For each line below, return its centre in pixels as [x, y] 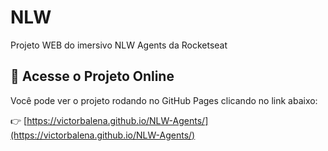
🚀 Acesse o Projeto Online [92, 76]
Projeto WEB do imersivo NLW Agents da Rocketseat [119, 45]
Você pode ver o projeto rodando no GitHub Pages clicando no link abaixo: [164, 100]
